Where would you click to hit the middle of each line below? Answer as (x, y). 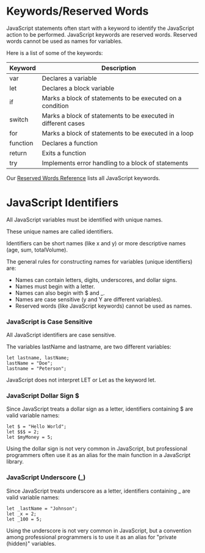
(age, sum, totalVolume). (37, 250)
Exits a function (64, 153)
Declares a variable (70, 78)
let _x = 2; (21, 514)
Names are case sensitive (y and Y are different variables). (89, 299)
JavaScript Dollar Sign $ (43, 396)
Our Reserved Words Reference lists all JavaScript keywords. (83, 178)
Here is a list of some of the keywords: (55, 52)
